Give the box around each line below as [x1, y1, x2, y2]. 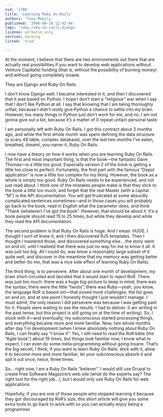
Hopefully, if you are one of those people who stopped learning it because [5, 391, 154, 397]
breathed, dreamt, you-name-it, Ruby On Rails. [5, 142, 99, 148]
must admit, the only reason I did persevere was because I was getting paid [5, 299, 157, 305]
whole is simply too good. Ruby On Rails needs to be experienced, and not [5, 177, 154, 183]
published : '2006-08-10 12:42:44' [5, 20, 75, 26]
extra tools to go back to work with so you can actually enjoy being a [5, 401, 143, 407]
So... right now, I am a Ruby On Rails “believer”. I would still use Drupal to [5, 366, 151, 372]
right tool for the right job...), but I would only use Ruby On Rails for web [5, 376, 149, 382]
